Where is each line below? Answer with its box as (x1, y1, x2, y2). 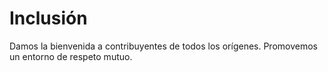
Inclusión (9, 7, 88, 30)
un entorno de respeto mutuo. (9, 50, 133, 62)
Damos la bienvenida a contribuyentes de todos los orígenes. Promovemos (9, 40, 318, 52)
